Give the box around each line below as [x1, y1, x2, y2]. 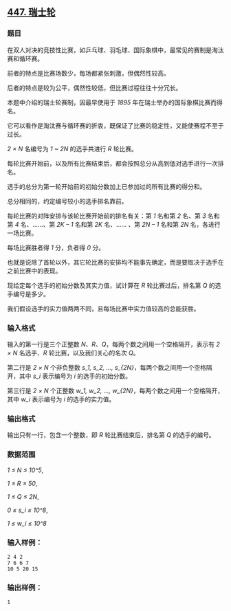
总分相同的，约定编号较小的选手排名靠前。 [7, 197, 128, 205]
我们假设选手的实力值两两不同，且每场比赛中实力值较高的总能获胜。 [7, 304, 200, 313]
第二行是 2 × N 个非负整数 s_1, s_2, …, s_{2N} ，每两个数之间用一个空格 [7, 363, 207, 371]
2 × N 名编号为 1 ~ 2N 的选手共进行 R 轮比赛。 [7, 144, 137, 153]
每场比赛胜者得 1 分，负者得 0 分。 [7, 243, 105, 252]
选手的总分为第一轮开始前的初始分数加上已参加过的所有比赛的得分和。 [7, 182, 206, 190]
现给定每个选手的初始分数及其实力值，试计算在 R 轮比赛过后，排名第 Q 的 [7, 281, 215, 289]
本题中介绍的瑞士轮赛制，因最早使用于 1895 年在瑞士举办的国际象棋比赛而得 [7, 98, 223, 107]
